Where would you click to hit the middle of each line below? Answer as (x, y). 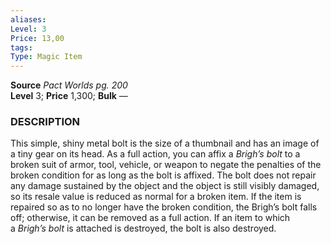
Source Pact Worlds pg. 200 (69, 85)
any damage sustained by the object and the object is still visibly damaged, (165, 186)
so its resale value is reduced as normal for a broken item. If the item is (156, 197)
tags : (21, 47)
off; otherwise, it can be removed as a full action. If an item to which (150, 218)
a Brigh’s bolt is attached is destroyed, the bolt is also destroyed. (143, 228)
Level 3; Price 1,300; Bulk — (69, 96)
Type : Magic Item (46, 57)
